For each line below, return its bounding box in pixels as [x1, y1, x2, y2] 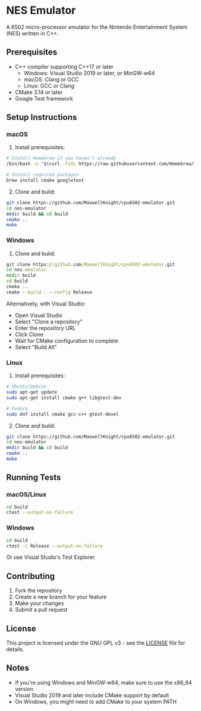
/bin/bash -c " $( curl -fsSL [6, 161, 77, 167]
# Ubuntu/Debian [6, 384, 47, 390]
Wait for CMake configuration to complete [14, 337, 118, 344]
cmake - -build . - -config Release [6, 289, 93, 295]
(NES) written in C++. [6, 29, 59, 37]
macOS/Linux [6, 491, 47, 499]
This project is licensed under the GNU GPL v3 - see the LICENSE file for [6, 639, 185, 647]
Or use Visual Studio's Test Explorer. [6, 553, 96, 561]
